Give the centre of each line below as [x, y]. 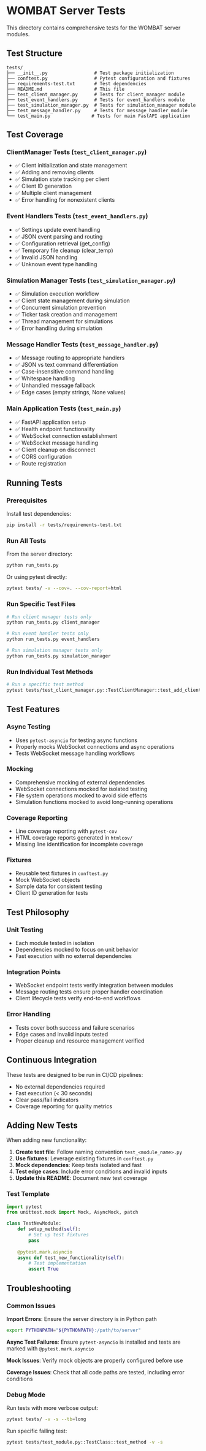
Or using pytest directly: [37, 577]
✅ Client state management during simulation [72, 301]
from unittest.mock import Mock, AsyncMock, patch [72, 1212]
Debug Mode [26, 1395]
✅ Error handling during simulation [59, 328]
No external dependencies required [60, 1087]
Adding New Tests [42, 1125]
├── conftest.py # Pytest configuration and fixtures [98, 78]
